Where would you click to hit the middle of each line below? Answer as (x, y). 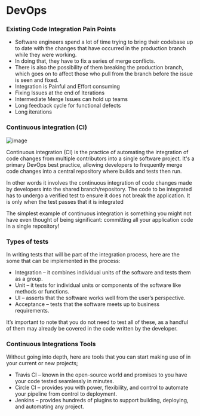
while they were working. (46, 55)
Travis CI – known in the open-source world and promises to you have (101, 375)
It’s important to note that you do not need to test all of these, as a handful (97, 322)
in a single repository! (33, 226)
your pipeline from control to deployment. (66, 394)
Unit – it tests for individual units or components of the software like (98, 285)
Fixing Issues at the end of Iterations (60, 93)
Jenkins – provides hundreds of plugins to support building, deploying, (102, 400)
